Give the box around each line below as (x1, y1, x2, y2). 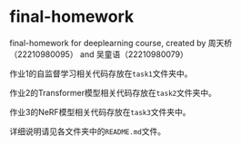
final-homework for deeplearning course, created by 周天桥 (9, 37, 233, 48)
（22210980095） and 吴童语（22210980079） (9, 48, 189, 60)
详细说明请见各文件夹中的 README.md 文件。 (9, 125, 166, 137)
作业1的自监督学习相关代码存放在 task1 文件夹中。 (9, 68, 193, 79)
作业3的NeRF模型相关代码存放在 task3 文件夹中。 (9, 106, 191, 117)
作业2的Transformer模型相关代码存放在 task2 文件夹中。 (9, 87, 216, 98)
